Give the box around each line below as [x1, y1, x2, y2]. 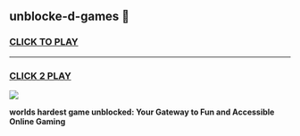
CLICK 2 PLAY [9, 69, 71, 81]
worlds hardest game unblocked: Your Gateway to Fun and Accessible [9, 106, 275, 117]
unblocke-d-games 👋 [9, 9, 130, 24]
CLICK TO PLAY [9, 36, 79, 48]
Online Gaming [9, 115, 66, 126]
